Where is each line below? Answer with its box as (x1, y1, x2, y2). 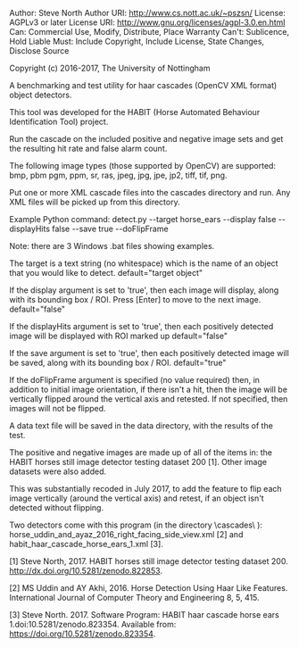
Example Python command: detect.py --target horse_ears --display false (9, 214, 277, 224)
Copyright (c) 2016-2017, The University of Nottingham (9, 62, 211, 73)
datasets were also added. (9, 466, 107, 477)
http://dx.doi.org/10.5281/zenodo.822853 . (9, 566, 163, 576)
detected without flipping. (9, 503, 104, 512)
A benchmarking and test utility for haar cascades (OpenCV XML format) (9, 80, 278, 90)
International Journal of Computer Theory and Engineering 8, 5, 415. (9, 593, 261, 602)
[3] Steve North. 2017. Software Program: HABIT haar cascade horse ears (9, 610, 279, 619)
